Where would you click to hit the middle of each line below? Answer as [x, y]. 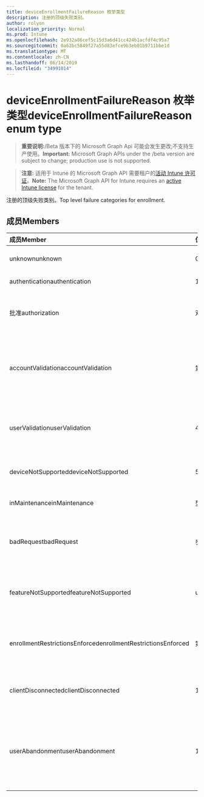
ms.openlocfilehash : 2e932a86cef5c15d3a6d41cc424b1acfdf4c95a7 [88, 40]
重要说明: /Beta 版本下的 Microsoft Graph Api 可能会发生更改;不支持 [105, 146]
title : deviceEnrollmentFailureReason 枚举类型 [66, 12]
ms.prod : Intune [27, 35]
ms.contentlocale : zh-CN [38, 57]
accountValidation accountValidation [61, 368]
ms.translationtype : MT [36, 52]
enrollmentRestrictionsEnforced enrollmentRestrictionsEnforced [99, 643]
